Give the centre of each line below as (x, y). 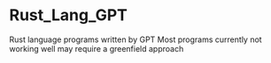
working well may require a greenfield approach (97, 48)
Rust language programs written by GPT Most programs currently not (136, 39)
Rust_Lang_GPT (69, 15)
